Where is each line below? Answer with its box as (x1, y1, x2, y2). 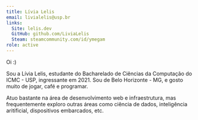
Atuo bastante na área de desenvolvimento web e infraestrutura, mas (6, 94, 177, 101)
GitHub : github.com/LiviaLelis (11, 31, 89, 37)
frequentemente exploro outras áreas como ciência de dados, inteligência (6, 100, 188, 107)
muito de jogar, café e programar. (6, 82, 88, 90)
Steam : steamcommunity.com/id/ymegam (11, 36, 106, 42)
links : (6, 20, 23, 26)
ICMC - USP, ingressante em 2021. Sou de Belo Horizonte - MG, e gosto (6, 76, 184, 84)
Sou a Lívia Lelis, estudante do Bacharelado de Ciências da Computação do (6, 70, 193, 77)
